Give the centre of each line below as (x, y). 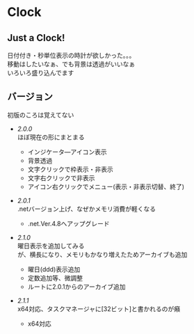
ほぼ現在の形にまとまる (51, 137)
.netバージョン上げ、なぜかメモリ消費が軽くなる (87, 209)
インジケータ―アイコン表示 (67, 152)
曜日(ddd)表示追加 (54, 269)
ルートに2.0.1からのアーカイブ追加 (76, 287)
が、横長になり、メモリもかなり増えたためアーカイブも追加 (102, 254)
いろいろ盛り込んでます (41, 73)
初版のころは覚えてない (41, 115)
